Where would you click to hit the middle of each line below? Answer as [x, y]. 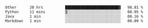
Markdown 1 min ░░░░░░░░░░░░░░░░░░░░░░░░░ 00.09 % [74, 21]
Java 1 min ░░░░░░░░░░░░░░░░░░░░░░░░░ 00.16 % [74, 16]
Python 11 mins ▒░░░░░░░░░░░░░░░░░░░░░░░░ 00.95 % [74, 12]
